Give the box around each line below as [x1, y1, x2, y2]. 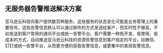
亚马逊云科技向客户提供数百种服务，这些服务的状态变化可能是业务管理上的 [5, 18, 154, 24]
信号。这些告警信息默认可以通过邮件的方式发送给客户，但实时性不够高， [9, 24, 154, 30]
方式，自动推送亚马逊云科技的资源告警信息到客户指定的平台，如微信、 [17, 36, 158, 42]
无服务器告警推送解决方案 [5, 4, 81, 13]
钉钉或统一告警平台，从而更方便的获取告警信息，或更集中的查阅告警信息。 [5, 43, 154, 49]
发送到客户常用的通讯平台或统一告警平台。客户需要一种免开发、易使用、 [9, 31, 154, 36]
